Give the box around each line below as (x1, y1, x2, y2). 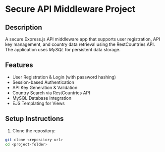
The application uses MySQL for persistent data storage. (5, 47, 121, 52)
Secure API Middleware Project (5, 3, 136, 15)
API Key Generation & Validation (12, 84, 78, 90)
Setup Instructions (5, 114, 64, 123)
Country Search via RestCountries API (12, 90, 90, 96)
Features (5, 61, 33, 70)
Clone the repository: (12, 127, 56, 134)
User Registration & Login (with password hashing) (12, 74, 116, 80)
